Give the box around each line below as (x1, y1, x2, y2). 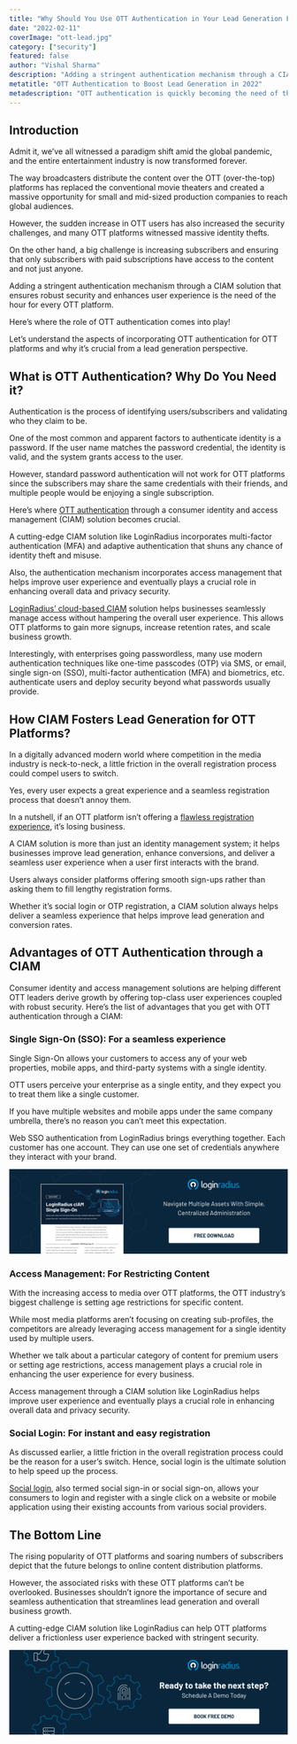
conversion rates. (9, 920, 73, 930)
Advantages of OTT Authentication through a (9, 945, 263, 961)
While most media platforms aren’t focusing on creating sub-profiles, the (9, 1315, 274, 1325)
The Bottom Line (9, 1527, 102, 1542)
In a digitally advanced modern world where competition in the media (9, 749, 262, 760)
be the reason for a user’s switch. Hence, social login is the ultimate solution (9, 1456, 286, 1467)
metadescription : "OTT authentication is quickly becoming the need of (9, 89, 278, 97)
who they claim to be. (9, 416, 88, 427)
